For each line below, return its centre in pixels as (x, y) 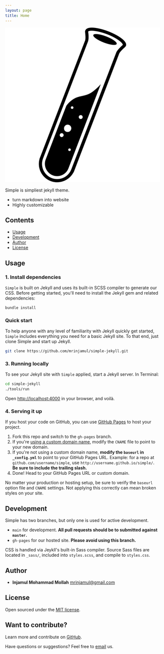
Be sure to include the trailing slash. (50, 468)
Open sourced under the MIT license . (43, 609)
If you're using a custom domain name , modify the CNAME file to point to (84, 442)
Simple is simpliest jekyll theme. (37, 190)
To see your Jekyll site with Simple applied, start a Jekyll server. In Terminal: (82, 374)
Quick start (19, 320)
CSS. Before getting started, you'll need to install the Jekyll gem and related (82, 293)
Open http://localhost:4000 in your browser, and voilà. (60, 399)
